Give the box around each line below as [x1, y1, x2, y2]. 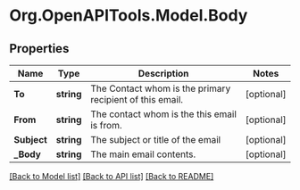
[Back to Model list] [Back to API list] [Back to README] [9, 171, 214, 181]
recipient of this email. [90, 94, 184, 105]
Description [137, 68, 189, 79]
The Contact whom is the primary [90, 82, 231, 95]
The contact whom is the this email [90, 108, 237, 120]
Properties [9, 41, 70, 56]
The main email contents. [90, 148, 196, 161]
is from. [90, 120, 122, 131]
